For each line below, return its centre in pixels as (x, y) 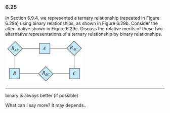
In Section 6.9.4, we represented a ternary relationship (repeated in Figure (82, 18)
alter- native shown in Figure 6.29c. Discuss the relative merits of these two (84, 29)
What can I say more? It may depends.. (46, 105)
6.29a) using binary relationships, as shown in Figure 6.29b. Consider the (82, 23)
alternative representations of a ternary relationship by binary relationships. (84, 34)
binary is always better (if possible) (42, 96)
